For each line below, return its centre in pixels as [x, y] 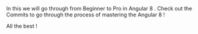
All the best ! [22, 26]
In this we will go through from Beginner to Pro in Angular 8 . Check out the [99, 8]
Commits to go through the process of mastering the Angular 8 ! [86, 15]
